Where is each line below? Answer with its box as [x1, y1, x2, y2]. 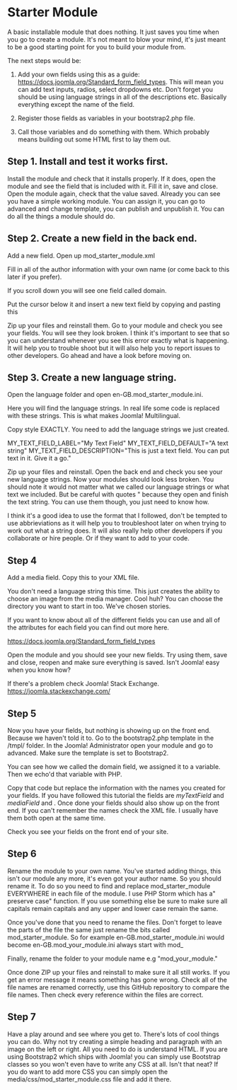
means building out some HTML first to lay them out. [17, 135, 171, 144]
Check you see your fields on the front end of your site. [7, 828, 168, 835]
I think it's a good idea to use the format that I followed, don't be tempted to [7, 511, 228, 520]
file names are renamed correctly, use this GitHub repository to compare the [7, 982, 230, 991]
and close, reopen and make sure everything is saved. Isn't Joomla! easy [7, 659, 220, 667]
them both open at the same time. [7, 814, 106, 822]
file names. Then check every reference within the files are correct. [7, 990, 204, 999]
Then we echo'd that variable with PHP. [7, 770, 122, 778]
